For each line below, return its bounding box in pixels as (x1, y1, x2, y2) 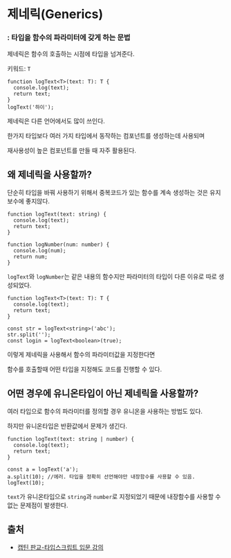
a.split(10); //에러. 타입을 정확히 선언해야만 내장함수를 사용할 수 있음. (7, 473, 196, 480)
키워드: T (7, 64, 31, 73)
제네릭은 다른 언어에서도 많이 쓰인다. (7, 117, 105, 125)
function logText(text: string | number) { (7, 436, 135, 443)
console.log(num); (13, 247, 67, 254)
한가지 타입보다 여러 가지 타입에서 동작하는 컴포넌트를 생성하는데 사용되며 (7, 132, 205, 140)
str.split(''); (7, 331, 51, 338)
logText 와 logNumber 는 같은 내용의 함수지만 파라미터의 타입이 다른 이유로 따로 (7, 272, 217, 281)
